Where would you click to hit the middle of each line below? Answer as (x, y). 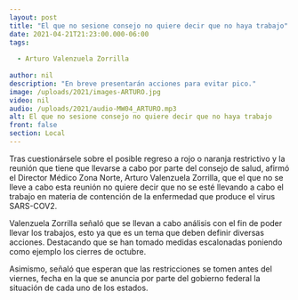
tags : (19, 42)
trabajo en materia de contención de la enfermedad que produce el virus (142, 196)
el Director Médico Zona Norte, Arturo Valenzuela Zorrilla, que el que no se (146, 177)
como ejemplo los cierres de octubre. (78, 251)
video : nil (29, 100)
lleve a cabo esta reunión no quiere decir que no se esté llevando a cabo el (147, 187)
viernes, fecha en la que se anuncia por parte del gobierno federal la (135, 278)
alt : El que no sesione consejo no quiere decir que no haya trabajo (141, 117)
